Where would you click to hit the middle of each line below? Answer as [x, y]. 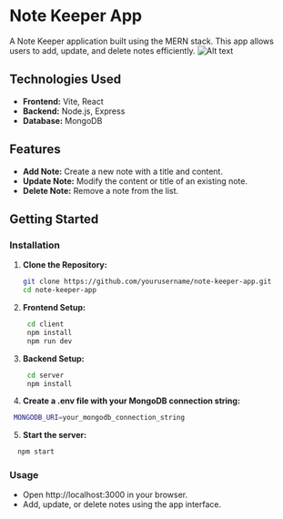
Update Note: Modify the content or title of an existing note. [135, 181]
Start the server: [55, 435]
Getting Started [54, 219]
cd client [45, 324]
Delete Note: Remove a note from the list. [101, 190]
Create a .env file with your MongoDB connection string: [131, 401]
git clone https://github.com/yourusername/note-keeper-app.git [147, 282]
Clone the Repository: [65, 265]
